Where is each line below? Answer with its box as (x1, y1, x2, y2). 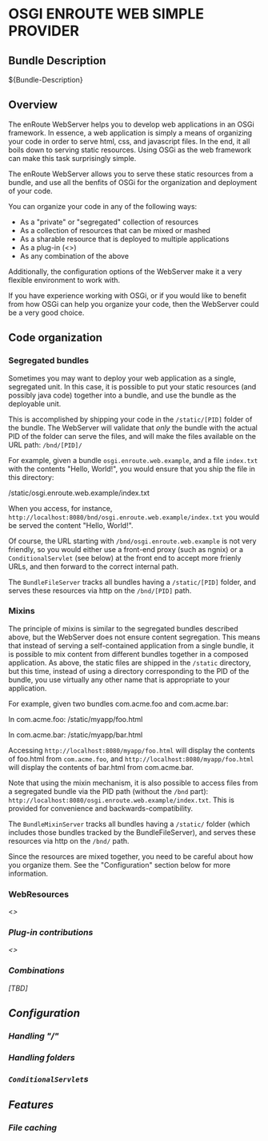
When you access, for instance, (8, 503, 113, 513)
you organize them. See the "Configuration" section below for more (8, 860, 230, 869)
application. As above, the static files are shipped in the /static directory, (8, 658, 252, 667)
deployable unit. (8, 398, 62, 409)
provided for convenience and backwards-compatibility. (8, 803, 194, 813)
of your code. (8, 186, 54, 196)
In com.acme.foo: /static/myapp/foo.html (8, 714, 143, 724)
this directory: (8, 472, 54, 482)
